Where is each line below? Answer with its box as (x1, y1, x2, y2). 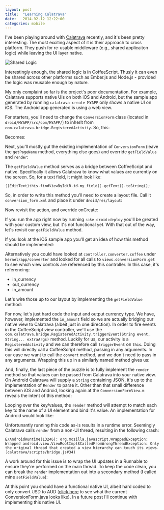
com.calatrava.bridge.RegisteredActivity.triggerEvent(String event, (5, 332, 151, 337)
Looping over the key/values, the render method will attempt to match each (5, 402, 157, 408)
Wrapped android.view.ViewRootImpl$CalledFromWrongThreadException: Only (5, 441, 160, 446)
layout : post (5, 7, 32, 12)
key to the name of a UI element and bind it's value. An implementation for (5, 407, 155, 413)
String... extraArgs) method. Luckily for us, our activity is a (5, 336, 129, 342)
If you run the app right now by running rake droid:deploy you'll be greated (5, 217, 158, 223)
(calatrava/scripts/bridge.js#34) (5, 450, 76, 455)
